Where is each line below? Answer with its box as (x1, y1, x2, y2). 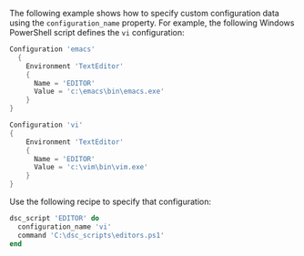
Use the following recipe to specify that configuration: (9, 196, 212, 207)
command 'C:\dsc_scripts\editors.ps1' (17, 230, 166, 240)
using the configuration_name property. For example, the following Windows (9, 17, 295, 28)
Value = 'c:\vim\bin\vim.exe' (33, 163, 148, 172)
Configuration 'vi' (9, 120, 84, 129)
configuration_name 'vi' (17, 222, 112, 231)
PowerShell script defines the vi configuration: (9, 27, 185, 37)
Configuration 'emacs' (9, 45, 96, 54)
